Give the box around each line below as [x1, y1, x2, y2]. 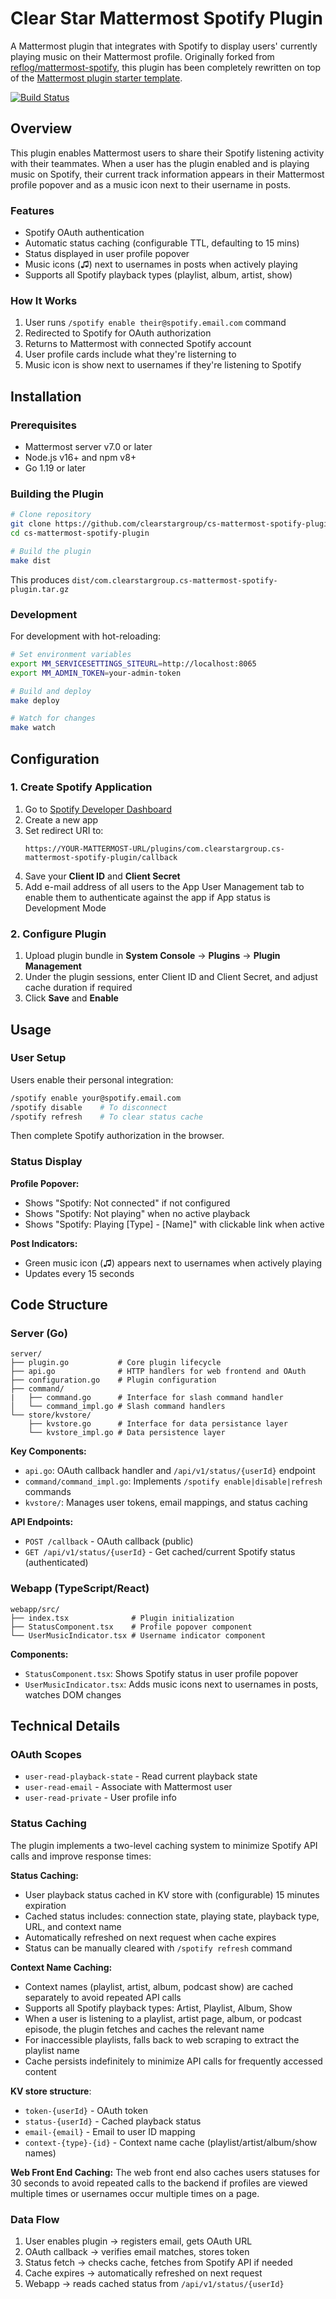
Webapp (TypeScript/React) [10, 1582, 150, 1596]
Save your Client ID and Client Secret [24, 870, 181, 882]
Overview [10, 120, 73, 137]
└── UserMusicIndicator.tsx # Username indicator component [10, 1630, 267, 1641]
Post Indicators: [10, 1237, 78, 1249]
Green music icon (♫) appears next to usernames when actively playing [24, 1257, 323, 1269]
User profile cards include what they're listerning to [24, 348, 237, 361]
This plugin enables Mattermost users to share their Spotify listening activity [10, 147, 325, 159]
